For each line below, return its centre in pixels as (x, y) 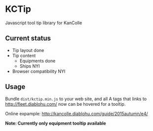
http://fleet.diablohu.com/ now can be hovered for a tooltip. (65, 104)
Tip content (24, 55)
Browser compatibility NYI (39, 71)
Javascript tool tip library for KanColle (44, 23)
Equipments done (38, 61)
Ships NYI (30, 66)
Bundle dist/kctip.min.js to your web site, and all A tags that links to (76, 99)
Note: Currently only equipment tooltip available (56, 123)
